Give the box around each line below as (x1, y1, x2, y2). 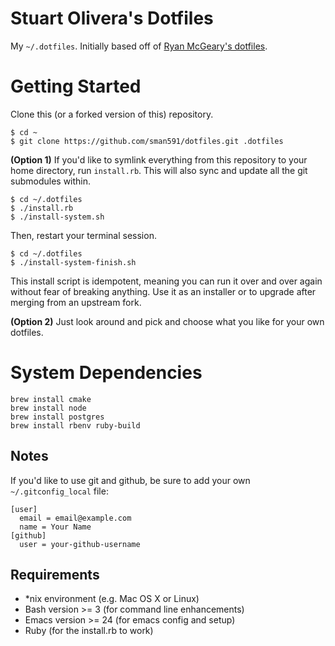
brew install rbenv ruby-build (10, 420, 141, 431)
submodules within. (10, 175, 92, 187)
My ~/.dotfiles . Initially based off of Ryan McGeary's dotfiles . (10, 40, 268, 52)
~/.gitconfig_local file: (10, 485, 109, 497)
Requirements (10, 567, 100, 584)
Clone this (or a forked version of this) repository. (10, 108, 214, 120)
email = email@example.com (19, 513, 132, 523)
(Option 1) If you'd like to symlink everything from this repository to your (10, 153, 308, 166)
